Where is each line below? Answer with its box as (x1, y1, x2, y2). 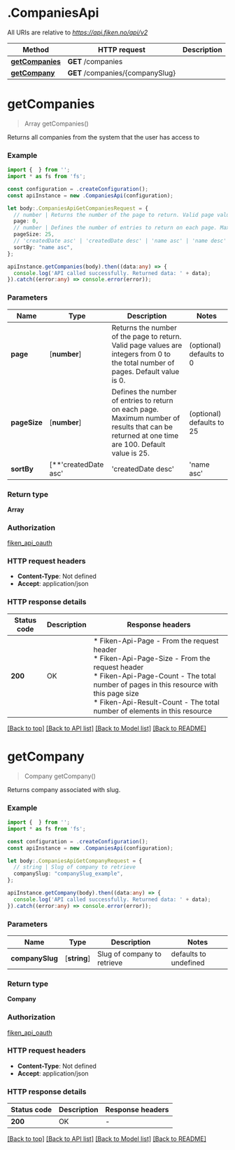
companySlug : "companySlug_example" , (13, 870, 124, 878)
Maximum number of (111, 413, 180, 422)
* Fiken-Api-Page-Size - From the (93, 653, 211, 663)
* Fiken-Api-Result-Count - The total (93, 697, 220, 707)
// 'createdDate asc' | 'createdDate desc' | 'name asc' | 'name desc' (13, 237, 227, 245)
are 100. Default (111, 439, 166, 449)
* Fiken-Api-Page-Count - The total (93, 671, 216, 681)
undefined (171, 958, 205, 968)
